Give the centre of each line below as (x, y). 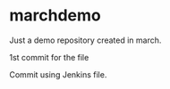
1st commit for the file (49, 57)
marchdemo (55, 16)
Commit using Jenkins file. (58, 74)
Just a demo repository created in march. (85, 40)
